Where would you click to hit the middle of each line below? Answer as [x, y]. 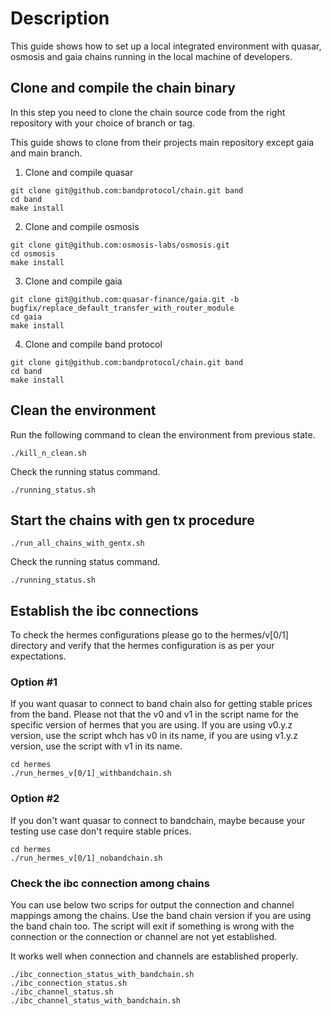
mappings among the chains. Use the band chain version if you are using [161, 916]
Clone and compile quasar [79, 172]
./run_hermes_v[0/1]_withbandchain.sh [91, 773]
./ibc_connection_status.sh [69, 983]
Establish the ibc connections [104, 610]
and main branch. [46, 153]
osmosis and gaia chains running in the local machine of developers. [151, 56]
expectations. [38, 656]
